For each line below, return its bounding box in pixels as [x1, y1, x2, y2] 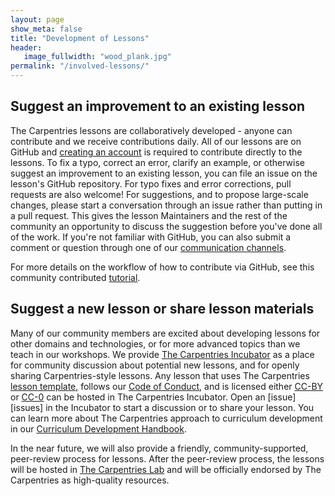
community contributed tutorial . [10, 271, 141, 283]
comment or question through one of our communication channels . [10, 241, 287, 253]
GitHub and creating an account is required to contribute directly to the [10, 146, 303, 158]
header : [10, 42, 43, 53]
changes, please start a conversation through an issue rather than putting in [10, 199, 323, 211]
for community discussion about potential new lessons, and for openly [10, 359, 300, 371]
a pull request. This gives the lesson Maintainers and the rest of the [10, 209, 288, 221]
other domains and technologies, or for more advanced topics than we [10, 337, 301, 350]
